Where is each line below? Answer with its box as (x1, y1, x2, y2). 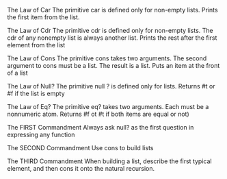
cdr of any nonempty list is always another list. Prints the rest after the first (7, 34, 217, 42)
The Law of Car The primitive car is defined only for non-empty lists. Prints (7, 6, 218, 14)
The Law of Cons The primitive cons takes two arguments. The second (7, 54, 207, 62)
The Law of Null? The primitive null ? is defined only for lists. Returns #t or (7, 82, 215, 90)
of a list (7, 69, 29, 77)
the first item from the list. (7, 13, 80, 21)
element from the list (7, 41, 66, 49)
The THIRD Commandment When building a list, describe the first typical (7, 157, 212, 165)
